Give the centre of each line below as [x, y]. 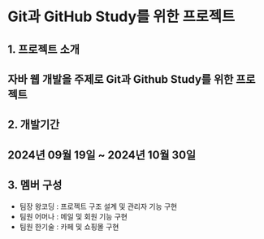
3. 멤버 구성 [35, 185]
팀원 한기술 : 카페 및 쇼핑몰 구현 [69, 226]
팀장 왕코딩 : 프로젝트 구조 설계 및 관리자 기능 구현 [98, 206]
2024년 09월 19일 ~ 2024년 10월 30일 [102, 155]
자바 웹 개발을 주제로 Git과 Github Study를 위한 [121, 79]
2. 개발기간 [34, 125]
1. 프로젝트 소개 [44, 49]
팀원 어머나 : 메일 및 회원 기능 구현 [73, 216]
